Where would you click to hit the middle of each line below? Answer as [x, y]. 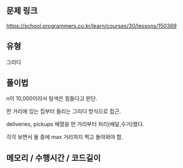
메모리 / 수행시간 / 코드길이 [54, 158]
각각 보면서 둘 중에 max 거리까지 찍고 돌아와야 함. [65, 137]
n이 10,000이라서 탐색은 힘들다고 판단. [52, 99]
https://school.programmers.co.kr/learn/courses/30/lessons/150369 [91, 25]
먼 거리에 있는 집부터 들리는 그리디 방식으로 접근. [64, 111]
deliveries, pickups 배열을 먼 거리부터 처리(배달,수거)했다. [75, 124]
